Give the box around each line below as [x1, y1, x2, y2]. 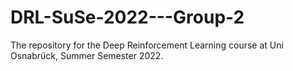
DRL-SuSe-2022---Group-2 [10, 6, 245, 29]
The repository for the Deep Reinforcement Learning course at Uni [10, 39, 284, 51]
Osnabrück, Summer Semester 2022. [10, 49, 164, 61]
